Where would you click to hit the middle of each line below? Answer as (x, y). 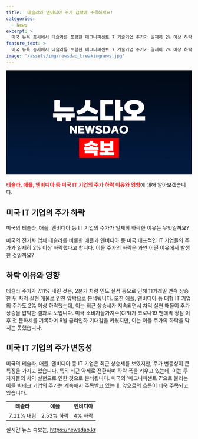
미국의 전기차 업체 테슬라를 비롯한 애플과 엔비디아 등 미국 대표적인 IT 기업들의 (95, 240)
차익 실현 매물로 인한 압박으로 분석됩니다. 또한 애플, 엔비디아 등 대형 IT (99, 298)
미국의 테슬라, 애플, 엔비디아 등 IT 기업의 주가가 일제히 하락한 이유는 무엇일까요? (98, 228)
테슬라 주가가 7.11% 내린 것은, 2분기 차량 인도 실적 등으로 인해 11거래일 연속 (92, 291)
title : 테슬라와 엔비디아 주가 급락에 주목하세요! (60, 12)
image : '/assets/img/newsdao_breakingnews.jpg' (66, 56)
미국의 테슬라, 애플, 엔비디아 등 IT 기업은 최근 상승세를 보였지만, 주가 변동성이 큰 (98, 363)
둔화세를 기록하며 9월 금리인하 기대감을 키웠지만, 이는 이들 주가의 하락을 (101, 320)
